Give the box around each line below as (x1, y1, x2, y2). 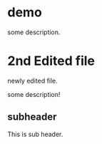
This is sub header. (7, 130, 63, 138)
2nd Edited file (7, 53, 95, 69)
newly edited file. (7, 76, 58, 85)
